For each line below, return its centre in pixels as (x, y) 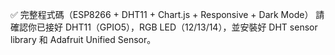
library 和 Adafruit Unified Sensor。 (83, 39)
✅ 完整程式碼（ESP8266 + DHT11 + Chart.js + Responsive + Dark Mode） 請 (167, 14)
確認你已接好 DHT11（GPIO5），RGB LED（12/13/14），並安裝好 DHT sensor (164, 27)
